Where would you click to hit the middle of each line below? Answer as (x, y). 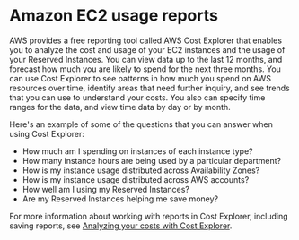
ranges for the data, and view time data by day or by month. (120, 107)
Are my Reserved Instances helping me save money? (120, 199)
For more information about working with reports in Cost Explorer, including (149, 216)
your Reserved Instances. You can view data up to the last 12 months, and (146, 59)
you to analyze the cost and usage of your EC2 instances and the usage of (147, 49)
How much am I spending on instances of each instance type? (137, 151)
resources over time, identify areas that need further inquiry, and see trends (149, 88)
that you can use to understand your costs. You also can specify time (137, 97)
